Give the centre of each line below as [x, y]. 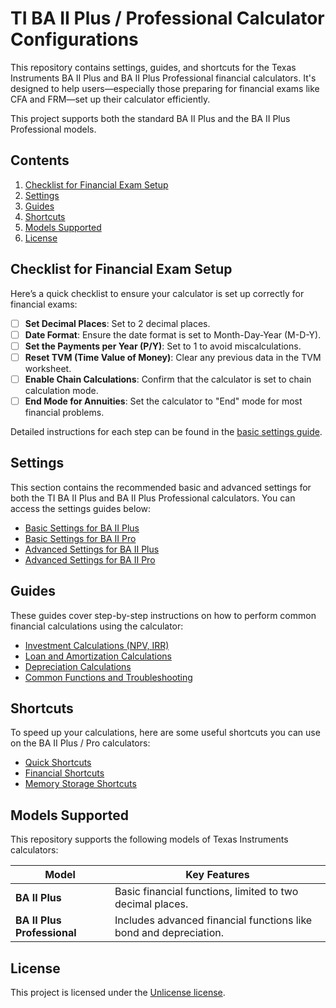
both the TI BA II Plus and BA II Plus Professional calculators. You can [153, 498]
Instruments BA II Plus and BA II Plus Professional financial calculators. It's [163, 78]
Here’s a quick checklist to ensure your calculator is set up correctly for [157, 293]
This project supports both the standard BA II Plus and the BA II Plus [150, 118]
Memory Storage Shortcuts [80, 784]
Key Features [217, 875]
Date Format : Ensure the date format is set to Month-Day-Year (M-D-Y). [173, 334]
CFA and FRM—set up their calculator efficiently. [110, 99]
